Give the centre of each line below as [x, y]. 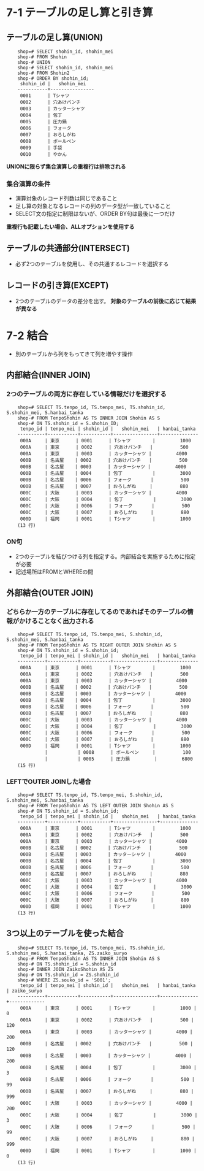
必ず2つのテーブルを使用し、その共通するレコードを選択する [92, 264]
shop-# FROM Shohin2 [43, 73]
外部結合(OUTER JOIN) [50, 593]
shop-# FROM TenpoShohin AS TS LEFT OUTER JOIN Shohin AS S [96, 805]
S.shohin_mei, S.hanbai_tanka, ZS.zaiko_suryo [67, 953]
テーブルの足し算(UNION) [55, 37]
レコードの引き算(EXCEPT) [58, 285]
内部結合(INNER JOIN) [48, 375]
